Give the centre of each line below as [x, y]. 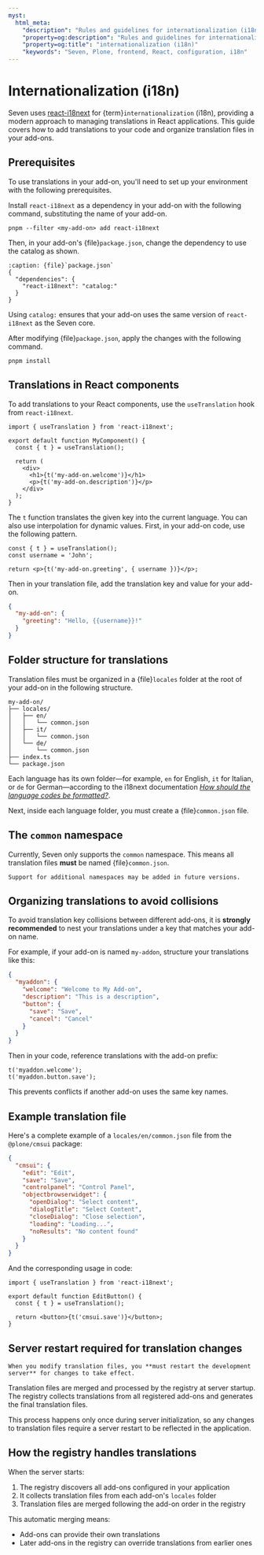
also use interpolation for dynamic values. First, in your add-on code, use [126, 525]
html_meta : [33, 23]
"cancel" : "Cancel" [60, 1019]
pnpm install [29, 361]
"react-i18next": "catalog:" [70, 286]
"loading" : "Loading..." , [71, 1224]
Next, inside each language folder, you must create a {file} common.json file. [128, 810]
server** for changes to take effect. [71, 1373]
